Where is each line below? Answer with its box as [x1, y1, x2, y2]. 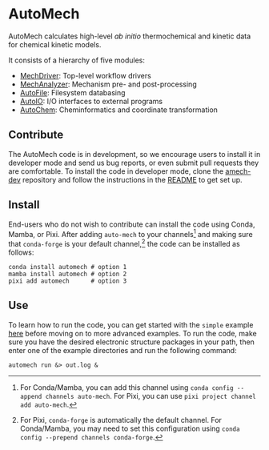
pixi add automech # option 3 [8, 277, 127, 285]
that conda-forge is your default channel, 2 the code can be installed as [8, 238, 240, 248]
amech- [225, 166, 251, 176]
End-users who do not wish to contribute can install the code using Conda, [8, 219, 255, 229]
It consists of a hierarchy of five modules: [8, 55, 146, 65]
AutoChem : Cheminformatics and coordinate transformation [19, 105, 219, 115]
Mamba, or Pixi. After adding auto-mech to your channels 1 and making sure [8, 227, 254, 239]
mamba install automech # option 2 [8, 270, 127, 278]
